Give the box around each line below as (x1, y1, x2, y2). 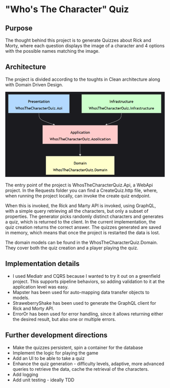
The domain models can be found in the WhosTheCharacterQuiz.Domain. (5, 239, 158, 245)
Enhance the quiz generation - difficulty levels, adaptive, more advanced (12, 361, 164, 367)
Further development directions (5, 331, 108, 340)
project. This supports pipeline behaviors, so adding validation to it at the (12, 278, 165, 284)
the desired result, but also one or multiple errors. (12, 316, 116, 322)
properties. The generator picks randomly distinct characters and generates (5, 213, 163, 219)
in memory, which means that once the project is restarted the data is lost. (5, 230, 160, 236)
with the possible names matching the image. (5, 48, 100, 54)
